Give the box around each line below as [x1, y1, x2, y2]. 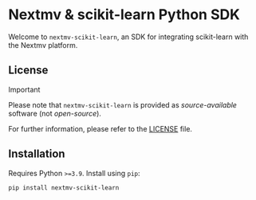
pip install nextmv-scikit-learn [8, 183, 120, 192]
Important [8, 84, 41, 94]
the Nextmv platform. [8, 40, 78, 49]
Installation [8, 147, 65, 161]
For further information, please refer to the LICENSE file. [8, 124, 193, 133]
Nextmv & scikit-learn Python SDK [8, 6, 241, 24]
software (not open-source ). [8, 108, 102, 118]
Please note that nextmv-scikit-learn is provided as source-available [8, 100, 238, 109]
